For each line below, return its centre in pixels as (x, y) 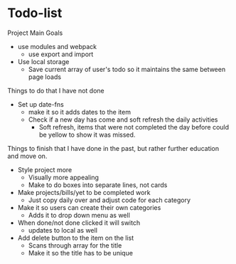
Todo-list (35, 13)
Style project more (45, 169)
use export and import (61, 54)
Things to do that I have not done (56, 90)
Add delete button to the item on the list (76, 238)
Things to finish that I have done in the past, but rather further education (113, 148)
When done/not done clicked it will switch (79, 223)
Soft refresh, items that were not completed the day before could (134, 127)
